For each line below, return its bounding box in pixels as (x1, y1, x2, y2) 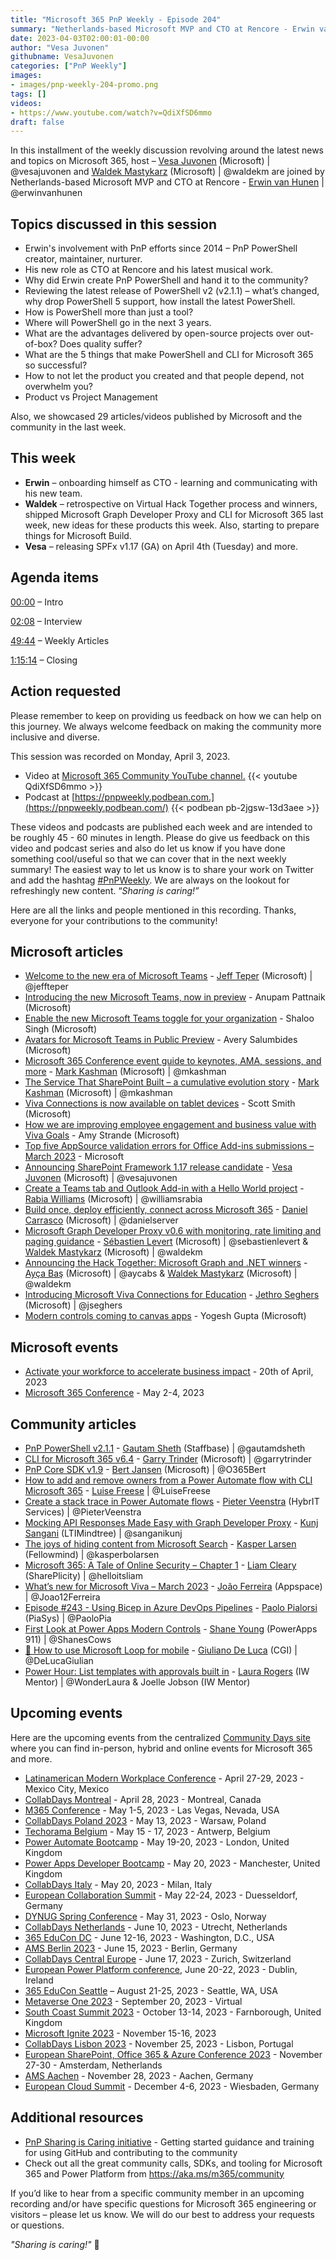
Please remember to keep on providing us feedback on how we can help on (10, 709, 322, 721)
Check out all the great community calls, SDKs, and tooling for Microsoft (24, 2157, 323, 2169)
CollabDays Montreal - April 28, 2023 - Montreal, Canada (24, 1793, 262, 1805)
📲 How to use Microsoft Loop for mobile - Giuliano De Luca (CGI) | (24, 1644, 298, 1656)
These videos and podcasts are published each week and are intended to (10, 821, 313, 833)
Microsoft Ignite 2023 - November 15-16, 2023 (24, 2027, 217, 2039)
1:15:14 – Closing (10, 654, 78, 666)
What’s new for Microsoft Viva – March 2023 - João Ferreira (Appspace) (24, 1580, 323, 1592)
